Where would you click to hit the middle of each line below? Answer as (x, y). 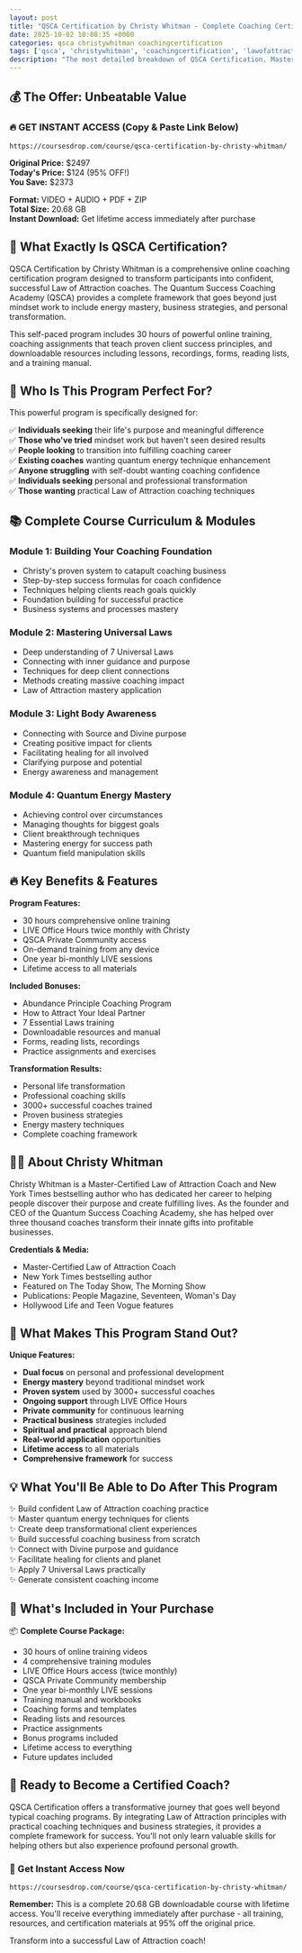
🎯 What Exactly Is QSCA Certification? (118, 247)
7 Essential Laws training (68, 1022)
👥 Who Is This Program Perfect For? (111, 391)
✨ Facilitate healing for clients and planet (85, 1559)
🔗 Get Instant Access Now (67, 1868)
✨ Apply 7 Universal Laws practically (78, 1570)
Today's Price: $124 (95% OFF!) (70, 172)
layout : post (34, 18)
